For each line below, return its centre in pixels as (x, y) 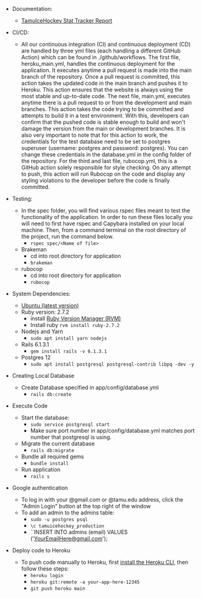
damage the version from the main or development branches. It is (103, 128)
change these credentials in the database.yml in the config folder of (106, 154)
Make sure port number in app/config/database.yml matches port (112, 430)
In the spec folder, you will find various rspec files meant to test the (106, 211)
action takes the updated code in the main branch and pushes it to (104, 83)
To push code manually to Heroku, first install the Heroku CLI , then (105, 562)
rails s (40, 477)
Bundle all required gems (52, 456)
